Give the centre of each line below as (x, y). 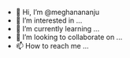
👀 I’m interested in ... (49, 20)
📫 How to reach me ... (52, 46)
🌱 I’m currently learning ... (58, 29)
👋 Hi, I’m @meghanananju (58, 12)
